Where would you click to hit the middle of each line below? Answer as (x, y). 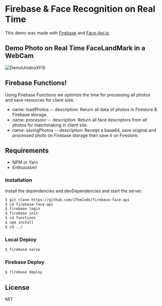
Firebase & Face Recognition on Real (80, 9)
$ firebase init (21, 213)
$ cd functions (20, 218)
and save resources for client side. (40, 100)
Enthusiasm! (24, 167)
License (17, 287)
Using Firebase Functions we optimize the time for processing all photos (78, 95)
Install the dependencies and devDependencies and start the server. (74, 191)
